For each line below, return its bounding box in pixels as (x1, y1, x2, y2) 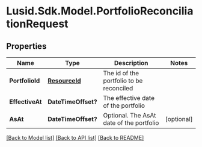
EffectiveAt (9, 98, 42, 106)
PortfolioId (9, 77, 40, 85)
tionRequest (6, 17, 69, 31)
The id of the (103, 69, 139, 77)
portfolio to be (103, 77, 143, 85)
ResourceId (47, 77, 81, 85)
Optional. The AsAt (103, 111, 156, 119)
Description (114, 59, 148, 67)
